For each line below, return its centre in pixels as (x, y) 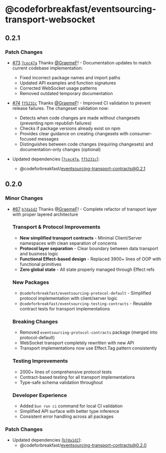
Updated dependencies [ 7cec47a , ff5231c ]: (56, 159)
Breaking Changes (35, 322)
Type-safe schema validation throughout (61, 382)
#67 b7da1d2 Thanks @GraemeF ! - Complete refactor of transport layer (84, 209)
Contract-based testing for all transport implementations (77, 377)
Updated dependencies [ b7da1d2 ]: (47, 440)
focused (28, 139)
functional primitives (41, 264)
